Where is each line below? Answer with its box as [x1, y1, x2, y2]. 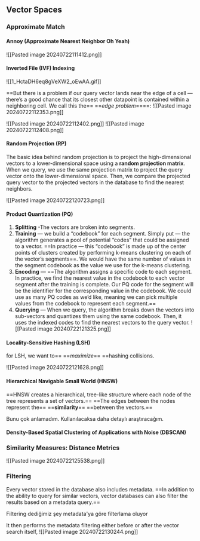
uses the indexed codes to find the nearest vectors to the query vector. [14, 319, 190, 326]
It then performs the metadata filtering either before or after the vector [6, 521, 179, 528]
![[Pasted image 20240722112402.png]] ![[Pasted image [6, 120, 144, 127]
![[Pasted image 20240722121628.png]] [6, 364, 104, 371]
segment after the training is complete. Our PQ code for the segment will [14, 281, 194, 288]
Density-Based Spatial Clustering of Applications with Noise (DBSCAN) [6, 429, 186, 436]
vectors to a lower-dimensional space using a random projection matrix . [6, 160, 186, 167]
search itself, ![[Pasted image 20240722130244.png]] [6, 528, 139, 535]
